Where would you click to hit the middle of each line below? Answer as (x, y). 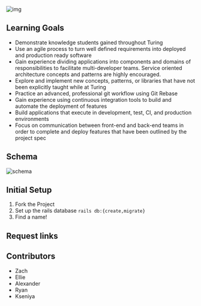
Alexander (28, 283)
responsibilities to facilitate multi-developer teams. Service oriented (98, 68)
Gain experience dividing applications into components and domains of (103, 61)
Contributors (31, 257)
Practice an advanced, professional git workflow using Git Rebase (96, 93)
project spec (30, 138)
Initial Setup (29, 190)
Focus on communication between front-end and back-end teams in (99, 125)
